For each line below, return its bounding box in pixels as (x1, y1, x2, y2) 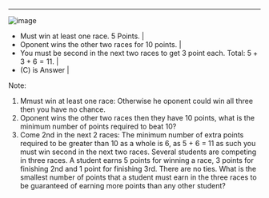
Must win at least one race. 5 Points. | (19, 31, 145, 41)
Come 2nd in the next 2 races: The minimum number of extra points (19, 130, 244, 140)
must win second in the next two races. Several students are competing (19, 147, 257, 156)
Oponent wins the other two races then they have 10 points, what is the (19, 113, 255, 122)
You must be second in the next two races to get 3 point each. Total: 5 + (19, 49, 259, 57)
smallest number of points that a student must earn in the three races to (19, 172, 258, 182)
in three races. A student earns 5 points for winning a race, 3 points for (19, 156, 254, 164)
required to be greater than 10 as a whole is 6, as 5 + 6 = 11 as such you (19, 139, 256, 148)
